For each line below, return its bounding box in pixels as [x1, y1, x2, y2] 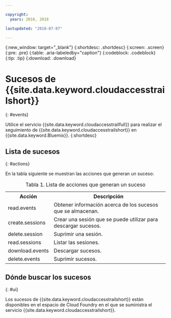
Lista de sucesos [5, 147, 60, 156]
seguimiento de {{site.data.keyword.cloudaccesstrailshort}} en [5, 127, 137, 133]
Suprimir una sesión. [53, 231, 103, 238]
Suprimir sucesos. [53, 256, 97, 263]
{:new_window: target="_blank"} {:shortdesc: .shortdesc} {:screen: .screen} [5, 44, 164, 51]
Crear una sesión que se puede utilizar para [53, 216, 158, 223]
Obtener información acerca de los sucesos [53, 201, 159, 208]
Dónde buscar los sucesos [5, 273, 92, 281]
